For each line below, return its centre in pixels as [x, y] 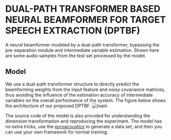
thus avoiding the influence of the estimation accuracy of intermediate [79, 95]
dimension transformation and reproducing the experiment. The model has [84, 121]
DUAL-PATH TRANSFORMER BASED [83, 9]
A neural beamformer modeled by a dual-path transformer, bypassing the [82, 44]
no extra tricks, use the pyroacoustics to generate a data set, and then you [84, 126]
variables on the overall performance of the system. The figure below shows [86, 100]
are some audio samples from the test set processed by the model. [76, 55]
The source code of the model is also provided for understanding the [78, 115]
